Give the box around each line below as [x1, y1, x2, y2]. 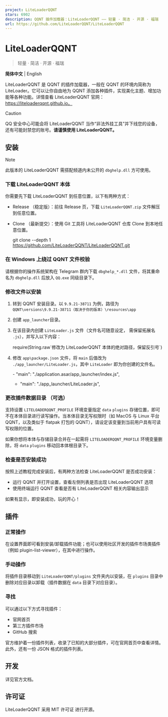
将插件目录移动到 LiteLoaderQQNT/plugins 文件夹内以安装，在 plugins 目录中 [5, 573, 163, 580]
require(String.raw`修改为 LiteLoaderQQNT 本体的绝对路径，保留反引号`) [12, 344, 162, 350]
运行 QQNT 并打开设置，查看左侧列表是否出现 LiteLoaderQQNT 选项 [12, 479, 153, 485]
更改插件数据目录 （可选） [5, 394, 69, 401]
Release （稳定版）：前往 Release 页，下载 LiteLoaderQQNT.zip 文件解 [12, 204, 156, 210]
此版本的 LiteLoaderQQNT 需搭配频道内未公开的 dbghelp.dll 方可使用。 [5, 167, 153, 173]
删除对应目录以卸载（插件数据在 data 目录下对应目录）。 [5, 580, 120, 586]
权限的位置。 [9, 425, 36, 432]
